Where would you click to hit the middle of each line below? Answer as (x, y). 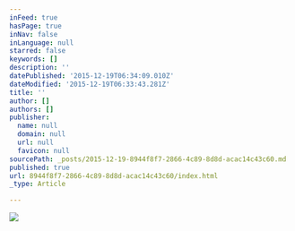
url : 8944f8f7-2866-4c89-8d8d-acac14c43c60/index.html (114, 175)
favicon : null (43, 150)
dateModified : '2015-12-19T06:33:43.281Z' (90, 84)
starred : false (38, 51)
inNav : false (34, 34)
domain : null (42, 134)
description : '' (39, 68)
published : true (39, 167)
